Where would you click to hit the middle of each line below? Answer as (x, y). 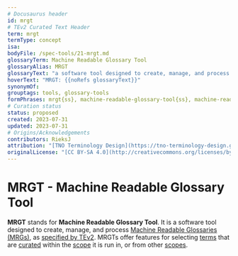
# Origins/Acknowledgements (49, 133)
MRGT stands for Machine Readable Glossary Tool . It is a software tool (112, 222)
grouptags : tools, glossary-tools (58, 93)
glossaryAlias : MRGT (38, 67)
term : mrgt (23, 34)
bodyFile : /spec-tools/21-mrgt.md (58, 54)
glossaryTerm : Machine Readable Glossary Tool (77, 60)
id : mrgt (20, 21)
